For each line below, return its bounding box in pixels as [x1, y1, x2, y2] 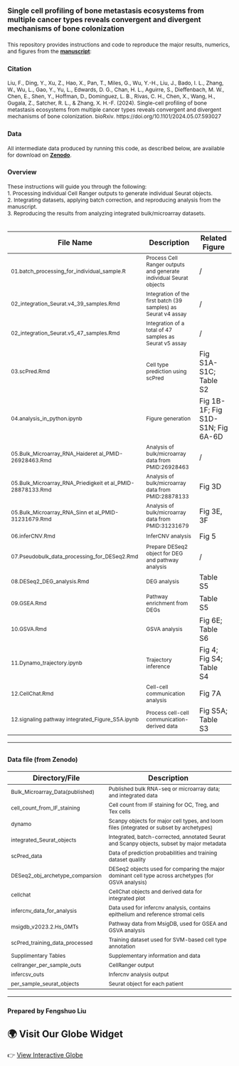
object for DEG [146, 549, 184, 557]
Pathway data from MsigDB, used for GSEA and [108, 919, 228, 927]
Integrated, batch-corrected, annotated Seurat [108, 832, 226, 840]
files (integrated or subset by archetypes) [108, 823, 213, 831]
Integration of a [146, 319, 185, 327]
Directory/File [32, 773, 80, 783]
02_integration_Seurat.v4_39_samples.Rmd [11, 300, 120, 308]
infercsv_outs [11, 971, 45, 978]
